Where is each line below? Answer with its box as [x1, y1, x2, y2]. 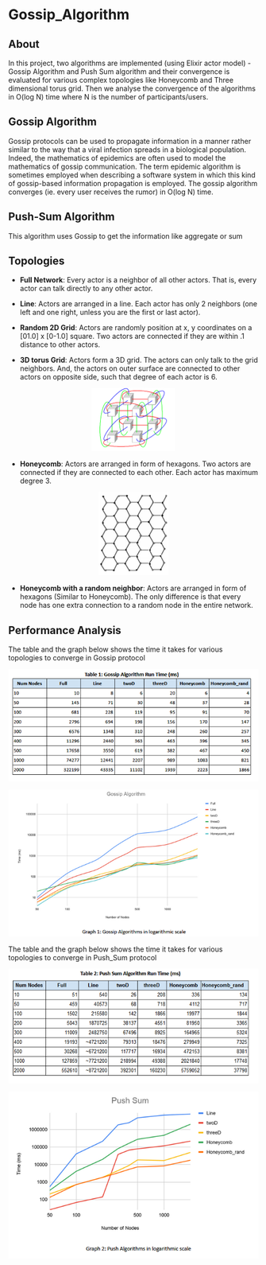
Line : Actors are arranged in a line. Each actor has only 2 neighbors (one [19, 299, 258, 309]
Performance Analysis [8, 623, 121, 637]
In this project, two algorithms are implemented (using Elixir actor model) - [8, 58, 252, 68]
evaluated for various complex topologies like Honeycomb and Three [8, 76, 234, 84]
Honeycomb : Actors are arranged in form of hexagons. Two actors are [19, 459, 252, 469]
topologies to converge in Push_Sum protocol [8, 953, 157, 963]
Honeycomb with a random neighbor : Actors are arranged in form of [19, 583, 247, 594]
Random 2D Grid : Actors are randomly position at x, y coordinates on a [19, 323, 253, 333]
